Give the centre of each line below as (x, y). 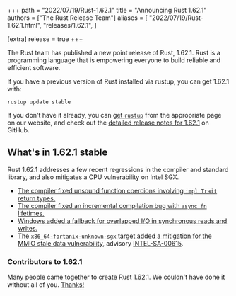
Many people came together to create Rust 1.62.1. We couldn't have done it (116, 277)
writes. (28, 228)
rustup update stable (39, 102)
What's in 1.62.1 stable (58, 153)
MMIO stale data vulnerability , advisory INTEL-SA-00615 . (100, 243)
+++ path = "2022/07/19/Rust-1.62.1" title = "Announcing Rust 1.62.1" (107, 10)
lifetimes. (31, 213)
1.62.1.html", (25, 25)
